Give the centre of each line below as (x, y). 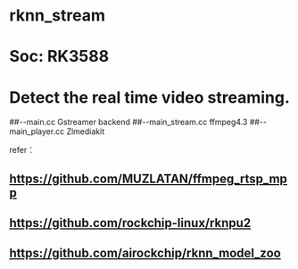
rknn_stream (57, 16)
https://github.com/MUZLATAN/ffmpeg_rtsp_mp (149, 178)
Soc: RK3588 (59, 57)
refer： (22, 150)
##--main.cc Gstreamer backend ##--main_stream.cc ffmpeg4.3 (128, 122)
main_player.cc (37, 131)
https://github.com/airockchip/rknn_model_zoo (145, 253)
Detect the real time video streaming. (149, 97)
